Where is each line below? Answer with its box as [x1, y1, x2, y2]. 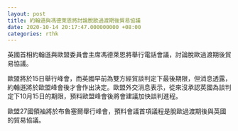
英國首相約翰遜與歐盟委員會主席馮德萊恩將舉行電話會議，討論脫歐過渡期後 [7, 50, 225, 59]
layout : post [7, 10, 46, 18]
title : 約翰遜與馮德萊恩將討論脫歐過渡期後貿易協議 [7, 17, 141, 24]
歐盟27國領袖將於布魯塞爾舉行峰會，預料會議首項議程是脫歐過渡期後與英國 [7, 107, 227, 115]
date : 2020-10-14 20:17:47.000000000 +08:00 [7, 23, 141, 30]
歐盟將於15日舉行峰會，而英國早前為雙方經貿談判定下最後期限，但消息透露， [7, 74, 232, 83]
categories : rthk [7, 30, 59, 38]
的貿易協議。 [7, 116, 45, 125]
